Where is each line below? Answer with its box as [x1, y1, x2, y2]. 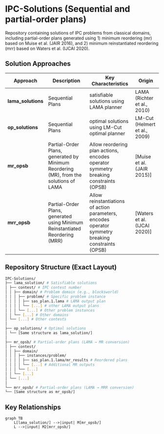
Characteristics [91, 80, 128, 87]
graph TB [5, 416, 23, 421]
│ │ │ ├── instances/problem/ [5, 353, 67, 358]
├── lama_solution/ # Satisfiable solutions [5, 281, 97, 286]
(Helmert [135, 121, 156, 127]
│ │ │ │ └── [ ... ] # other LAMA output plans [5, 303, 99, 308]
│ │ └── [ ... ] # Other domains [5, 312, 69, 317]
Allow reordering [89, 141, 128, 147]
